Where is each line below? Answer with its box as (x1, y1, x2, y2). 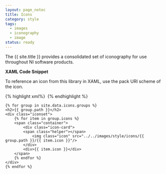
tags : (5, 21, 16, 26)
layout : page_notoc (5, 7, 46, 12)
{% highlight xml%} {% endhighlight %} (5, 93, 88, 99)
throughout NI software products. (5, 58, 74, 65)
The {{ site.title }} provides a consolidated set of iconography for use (5, 53, 147, 59)
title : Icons (5, 12, 32, 17)
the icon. (5, 83, 23, 89)
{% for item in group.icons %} (14, 116, 79, 121)
